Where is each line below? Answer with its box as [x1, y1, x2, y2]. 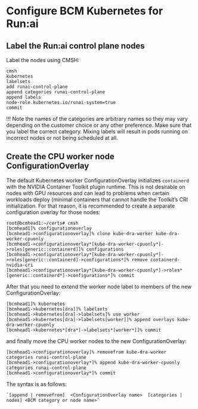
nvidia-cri [6, 262, 33, 268]
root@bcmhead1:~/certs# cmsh [6, 220, 79, 226]
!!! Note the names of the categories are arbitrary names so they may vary [6, 115, 188, 122]
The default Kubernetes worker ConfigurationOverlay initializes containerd [6, 176, 190, 184]
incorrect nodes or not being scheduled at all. [6, 135, 118, 141]
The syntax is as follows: [6, 380, 67, 387]
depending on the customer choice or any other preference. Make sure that [6, 121, 192, 129]
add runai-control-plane [6, 84, 68, 90]
